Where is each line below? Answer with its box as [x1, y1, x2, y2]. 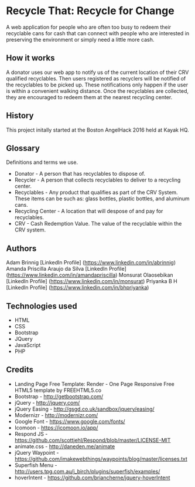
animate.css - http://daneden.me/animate [14, 442, 115, 450]
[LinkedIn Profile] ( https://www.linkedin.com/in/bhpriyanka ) [6, 284, 149, 291]
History [6, 110, 34, 121]
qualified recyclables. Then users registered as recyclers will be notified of [6, 75, 186, 82]
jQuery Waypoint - [14, 449, 59, 456]
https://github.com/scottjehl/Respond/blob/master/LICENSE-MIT [14, 436, 171, 444]
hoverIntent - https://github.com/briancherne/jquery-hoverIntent [14, 474, 170, 481]
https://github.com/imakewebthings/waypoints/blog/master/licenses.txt [14, 455, 187, 462]
